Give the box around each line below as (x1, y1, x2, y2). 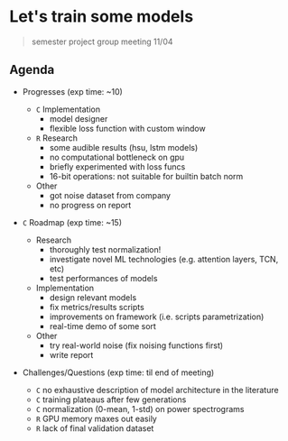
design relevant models (49, 291, 137, 303)
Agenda (9, 62, 55, 78)
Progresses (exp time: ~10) (22, 86, 124, 96)
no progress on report (49, 199, 132, 210)
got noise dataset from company (49, 189, 172, 200)
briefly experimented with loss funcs (49, 161, 186, 172)
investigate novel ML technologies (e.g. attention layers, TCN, (49, 253, 279, 264)
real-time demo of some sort (49, 320, 156, 331)
